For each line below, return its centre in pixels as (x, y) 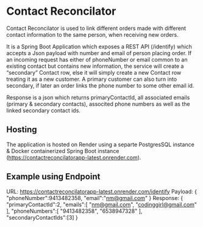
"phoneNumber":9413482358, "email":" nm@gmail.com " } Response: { (95, 198)
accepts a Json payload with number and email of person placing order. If (99, 53)
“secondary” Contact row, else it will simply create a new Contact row (94, 72)
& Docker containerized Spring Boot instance (63, 151)
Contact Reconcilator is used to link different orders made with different (96, 28)
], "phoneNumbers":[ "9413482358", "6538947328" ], (74, 211)
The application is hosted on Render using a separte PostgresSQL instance (101, 144)
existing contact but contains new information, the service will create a (95, 66)
